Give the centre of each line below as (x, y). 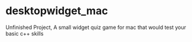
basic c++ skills (25, 33)
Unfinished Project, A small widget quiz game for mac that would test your (96, 27)
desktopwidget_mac (57, 11)
